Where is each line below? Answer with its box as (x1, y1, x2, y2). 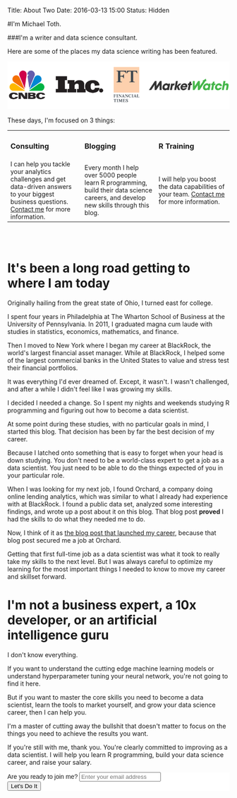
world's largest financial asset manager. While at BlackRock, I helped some (7, 349, 226, 357)
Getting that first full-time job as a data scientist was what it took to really (7, 550, 220, 558)
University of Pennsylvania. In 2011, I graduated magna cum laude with (7, 320, 213, 328)
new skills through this (84, 201, 150, 209)
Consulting (10, 141, 49, 151)
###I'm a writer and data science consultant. (7, 33, 138, 42)
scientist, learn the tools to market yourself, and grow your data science (7, 700, 217, 710)
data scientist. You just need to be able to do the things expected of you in (7, 463, 224, 473)
